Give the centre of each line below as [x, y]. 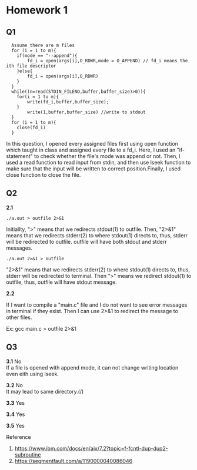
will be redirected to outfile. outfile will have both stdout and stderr [86, 241]
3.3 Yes [16, 402]
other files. [19, 317]
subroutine [28, 454]
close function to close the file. [44, 175]
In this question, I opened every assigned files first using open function [92, 144]
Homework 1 [37, 10]
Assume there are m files [43, 45]
